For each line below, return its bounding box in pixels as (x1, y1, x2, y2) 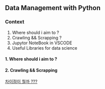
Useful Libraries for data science (12, 45, 77, 51)
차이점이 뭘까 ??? (5, 79, 38, 85)
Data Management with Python (5, 4, 101, 12)
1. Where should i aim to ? (5, 56, 57, 62)
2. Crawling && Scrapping (5, 67, 58, 73)
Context (5, 18, 25, 25)
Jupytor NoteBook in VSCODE (12, 40, 73, 46)
